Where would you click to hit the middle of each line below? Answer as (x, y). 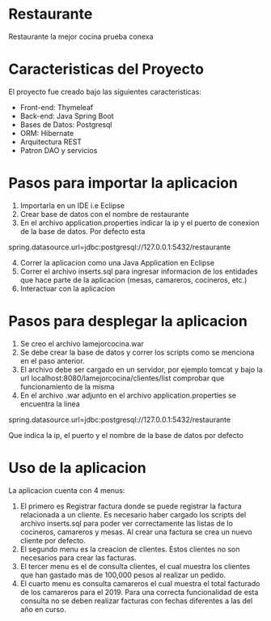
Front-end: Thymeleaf (57, 107)
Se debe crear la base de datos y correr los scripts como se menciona (137, 352)
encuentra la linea (50, 404)
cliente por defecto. (53, 540)
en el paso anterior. (52, 360)
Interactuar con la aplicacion (68, 288)
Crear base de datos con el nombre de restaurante (104, 214)
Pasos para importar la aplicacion (123, 183)
